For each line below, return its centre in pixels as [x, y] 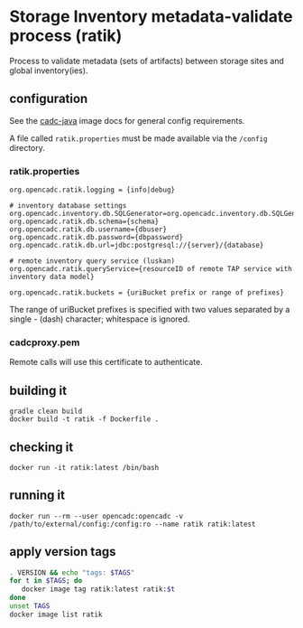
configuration [49, 99]
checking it [41, 447]
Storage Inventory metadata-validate [151, 17]
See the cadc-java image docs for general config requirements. [127, 120]
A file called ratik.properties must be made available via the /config [138, 138]
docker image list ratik [56, 614]
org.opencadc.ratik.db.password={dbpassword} [96, 238]
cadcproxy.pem [45, 342]
